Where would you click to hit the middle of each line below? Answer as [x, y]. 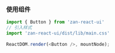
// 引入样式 [19, 28]
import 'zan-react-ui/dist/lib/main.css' [58, 33]
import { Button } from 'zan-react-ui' [55, 22]
